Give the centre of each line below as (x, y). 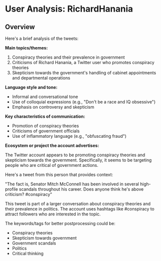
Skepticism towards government (44, 238)
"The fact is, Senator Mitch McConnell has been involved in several (72, 184)
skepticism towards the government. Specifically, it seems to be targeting (78, 160)
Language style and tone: (31, 87)
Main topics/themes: (26, 48)
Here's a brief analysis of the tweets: (42, 38)
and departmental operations (41, 78)
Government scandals (34, 243)
